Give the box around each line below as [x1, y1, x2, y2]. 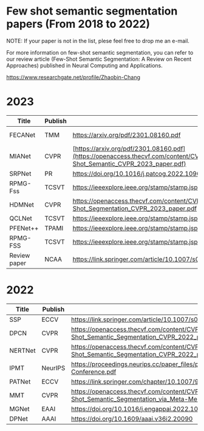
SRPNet [9, 169, 32, 178]
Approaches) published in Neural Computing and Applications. [6, 62, 163, 69]
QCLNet [9, 214, 32, 222]
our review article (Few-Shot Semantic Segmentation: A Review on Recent [6, 55, 192, 62]
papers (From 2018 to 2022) [6, 17, 151, 31]
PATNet [9, 377, 31, 386]
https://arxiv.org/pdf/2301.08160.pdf [72, 130, 181, 139]
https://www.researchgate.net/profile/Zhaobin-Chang [6, 73, 141, 81]
